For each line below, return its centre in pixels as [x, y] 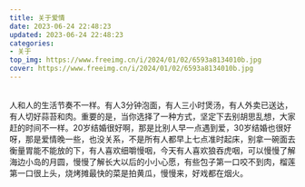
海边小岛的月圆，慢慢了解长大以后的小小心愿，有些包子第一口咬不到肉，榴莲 [152, 162]
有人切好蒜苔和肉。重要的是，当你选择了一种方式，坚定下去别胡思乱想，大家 [152, 116]
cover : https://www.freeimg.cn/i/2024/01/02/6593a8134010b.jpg [132, 69]
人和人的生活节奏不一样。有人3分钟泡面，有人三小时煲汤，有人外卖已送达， [151, 104]
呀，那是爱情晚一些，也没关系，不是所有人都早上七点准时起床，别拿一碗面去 [152, 139]
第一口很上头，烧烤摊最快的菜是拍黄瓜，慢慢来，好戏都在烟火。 [128, 172]
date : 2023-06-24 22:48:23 [60, 26]
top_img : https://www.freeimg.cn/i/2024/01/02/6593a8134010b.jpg [135, 60]
